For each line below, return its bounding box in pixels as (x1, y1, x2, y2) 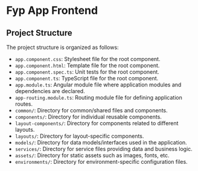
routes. (14, 100, 33, 108)
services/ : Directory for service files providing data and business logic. (14, 146, 193, 152)
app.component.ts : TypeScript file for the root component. (14, 75, 159, 82)
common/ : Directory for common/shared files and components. (14, 107, 168, 114)
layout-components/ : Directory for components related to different (14, 120, 179, 127)
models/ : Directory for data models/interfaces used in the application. (14, 139, 187, 146)
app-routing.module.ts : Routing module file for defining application (14, 94, 182, 101)
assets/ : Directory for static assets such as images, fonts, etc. (14, 152, 170, 159)
